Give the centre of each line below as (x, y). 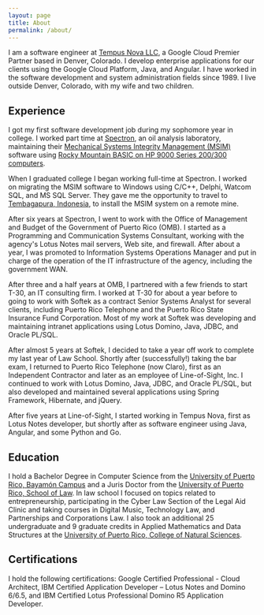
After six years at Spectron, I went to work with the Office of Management (128, 219)
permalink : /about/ (40, 30)
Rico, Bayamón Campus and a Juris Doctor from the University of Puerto (126, 485)
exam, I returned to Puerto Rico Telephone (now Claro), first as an (115, 367)
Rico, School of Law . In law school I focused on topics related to (112, 493)
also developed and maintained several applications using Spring (113, 392)
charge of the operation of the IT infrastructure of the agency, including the (130, 261)
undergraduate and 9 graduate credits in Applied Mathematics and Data (125, 526)
